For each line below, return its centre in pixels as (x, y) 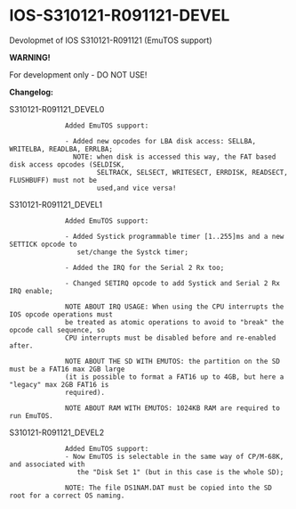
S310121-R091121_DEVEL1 (56, 204)
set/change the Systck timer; (133, 252)
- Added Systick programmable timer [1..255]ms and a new (175, 236)
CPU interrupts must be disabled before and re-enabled (171, 338)
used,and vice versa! (136, 188)
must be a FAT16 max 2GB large (67, 369)
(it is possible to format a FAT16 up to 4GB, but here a (175, 377)
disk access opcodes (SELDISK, (67, 164)
